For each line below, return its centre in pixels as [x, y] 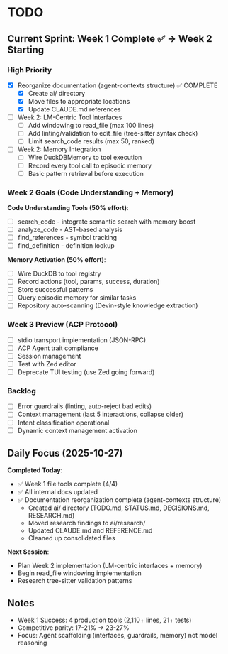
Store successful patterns [55, 290]
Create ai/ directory [57, 93]
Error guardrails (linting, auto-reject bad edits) [85, 406]
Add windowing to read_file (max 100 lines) [91, 126]
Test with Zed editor [47, 364]
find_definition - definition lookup [66, 246]
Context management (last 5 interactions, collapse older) [101, 414]
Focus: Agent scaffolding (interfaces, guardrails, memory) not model [118, 636]
